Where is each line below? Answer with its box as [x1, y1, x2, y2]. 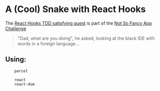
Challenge [5, 25, 27, 31]
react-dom [14, 81, 35, 86]
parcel [14, 68, 28, 73]
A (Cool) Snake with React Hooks [5, 4, 146, 15]
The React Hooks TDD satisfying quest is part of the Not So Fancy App [5, 20, 152, 26]
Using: [5, 55, 27, 64]
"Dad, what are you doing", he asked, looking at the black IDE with [17, 35, 155, 41]
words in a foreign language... [17, 40, 79, 46]
